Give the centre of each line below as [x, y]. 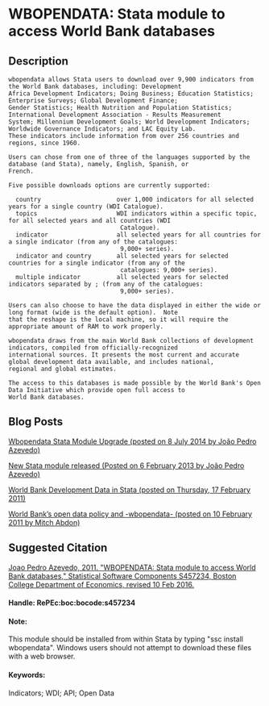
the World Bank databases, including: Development [95, 86]
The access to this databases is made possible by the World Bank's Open [135, 383]
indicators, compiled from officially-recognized [93, 348]
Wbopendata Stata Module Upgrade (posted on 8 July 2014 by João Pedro [132, 441]
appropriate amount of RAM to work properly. [86, 327]
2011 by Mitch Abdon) [44, 522]
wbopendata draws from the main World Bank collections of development [131, 340]
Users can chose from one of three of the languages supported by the [129, 157]
